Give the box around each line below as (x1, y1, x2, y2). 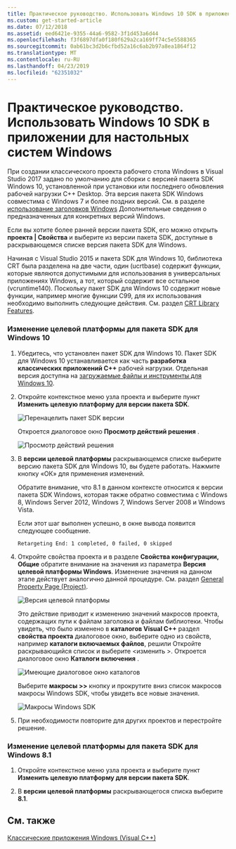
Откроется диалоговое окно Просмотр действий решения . (17, 427, 200, 436)
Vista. (17, 505, 34, 514)
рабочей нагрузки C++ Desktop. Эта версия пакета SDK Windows (7, 190, 204, 198)
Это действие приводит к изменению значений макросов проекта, (17, 609, 220, 618)
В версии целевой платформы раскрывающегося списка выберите (17, 787, 223, 796)
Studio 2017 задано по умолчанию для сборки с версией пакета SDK (7, 175, 214, 183)
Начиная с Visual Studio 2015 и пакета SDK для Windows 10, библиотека (7, 254, 223, 263)
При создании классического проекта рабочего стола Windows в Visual (7, 167, 223, 176)
